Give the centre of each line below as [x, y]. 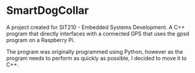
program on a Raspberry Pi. [40, 40]
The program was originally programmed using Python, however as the [94, 51]
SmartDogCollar [48, 11]
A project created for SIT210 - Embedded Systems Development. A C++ [96, 27]
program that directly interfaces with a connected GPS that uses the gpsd [98, 33]
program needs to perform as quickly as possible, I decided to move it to [97, 58]
